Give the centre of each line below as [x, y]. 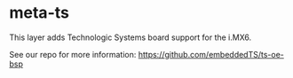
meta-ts [39, 13]
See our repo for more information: [73, 54]
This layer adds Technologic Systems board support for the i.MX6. [131, 37]
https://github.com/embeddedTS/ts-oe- [211, 54]
